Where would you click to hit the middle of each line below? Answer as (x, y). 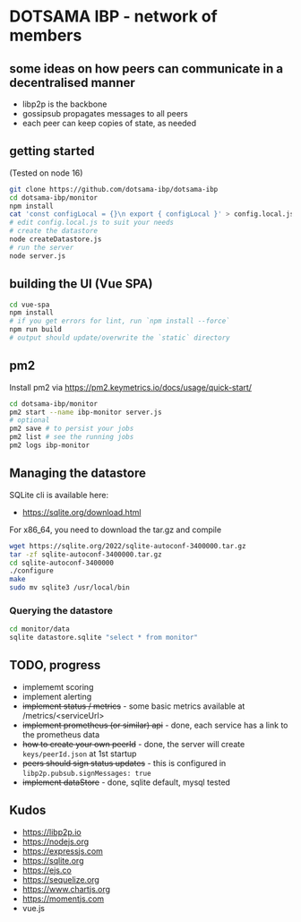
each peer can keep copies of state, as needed (109, 123)
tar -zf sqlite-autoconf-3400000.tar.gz (86, 554)
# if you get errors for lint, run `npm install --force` (120, 321)
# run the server (42, 247)
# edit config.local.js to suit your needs (92, 223)
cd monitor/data (39, 629)
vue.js (33, 908)
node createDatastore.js (56, 239)
